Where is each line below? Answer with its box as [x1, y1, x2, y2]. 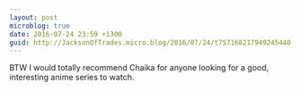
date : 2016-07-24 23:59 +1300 [9, 29, 123, 38]
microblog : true [9, 21, 70, 30]
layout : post [9, 12, 58, 22]
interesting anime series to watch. [9, 72, 135, 83]
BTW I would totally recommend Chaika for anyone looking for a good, [9, 62, 269, 73]
